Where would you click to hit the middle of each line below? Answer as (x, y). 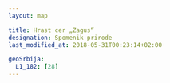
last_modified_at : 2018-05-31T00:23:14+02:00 (85, 45)
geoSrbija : (26, 59)
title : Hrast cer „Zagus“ (51, 30)
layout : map (28, 16)
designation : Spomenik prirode (60, 38)
